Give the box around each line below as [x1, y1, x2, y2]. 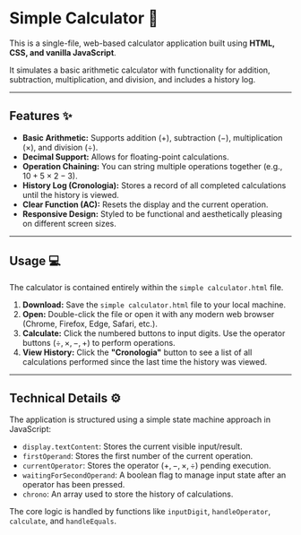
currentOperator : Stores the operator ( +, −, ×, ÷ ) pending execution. [21, 461, 271, 471]
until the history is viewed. [21, 189, 119, 200]
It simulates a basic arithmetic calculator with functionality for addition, [9, 65, 271, 75]
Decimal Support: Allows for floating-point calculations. [21, 151, 230, 162]
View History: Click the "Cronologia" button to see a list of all [21, 347, 253, 358]
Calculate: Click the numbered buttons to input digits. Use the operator [21, 327, 286, 339]
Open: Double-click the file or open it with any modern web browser [21, 308, 275, 319]
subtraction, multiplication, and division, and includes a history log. [9, 73, 256, 84]
